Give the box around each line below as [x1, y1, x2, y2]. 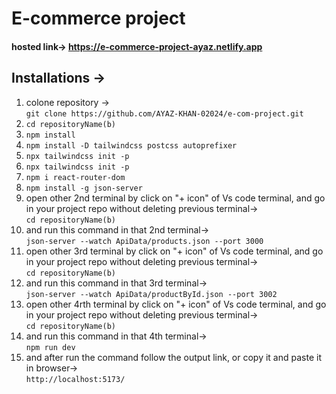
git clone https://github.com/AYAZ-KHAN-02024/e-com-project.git [25, 108, 304, 119]
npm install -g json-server [25, 183, 143, 193]
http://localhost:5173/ [25, 374, 126, 384]
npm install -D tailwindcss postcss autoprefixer [25, 140, 238, 151]
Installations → [11, 70, 106, 87]
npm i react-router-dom [25, 172, 126, 182]
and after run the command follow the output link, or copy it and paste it [25, 351, 322, 363]
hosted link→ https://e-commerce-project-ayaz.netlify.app [11, 40, 263, 52]
